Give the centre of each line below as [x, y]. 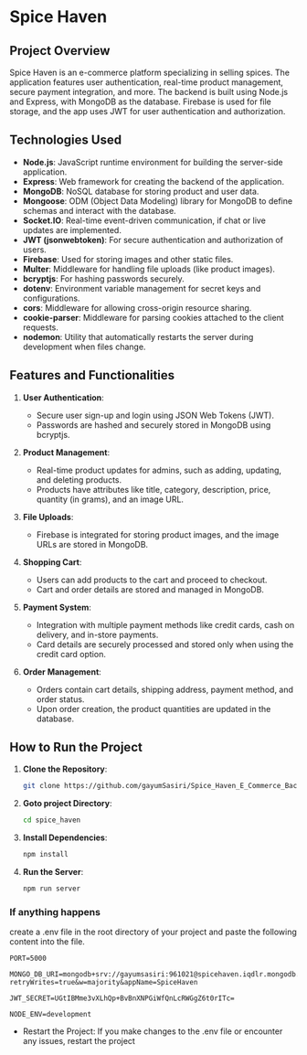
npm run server [52, 889]
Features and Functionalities [92, 375]
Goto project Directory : [67, 804]
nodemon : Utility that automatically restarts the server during [138, 336]
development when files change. [84, 346]
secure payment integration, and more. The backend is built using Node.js [149, 92]
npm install [45, 855]
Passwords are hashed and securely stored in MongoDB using [153, 425]
